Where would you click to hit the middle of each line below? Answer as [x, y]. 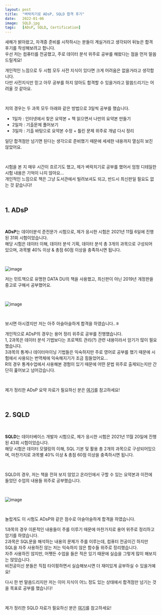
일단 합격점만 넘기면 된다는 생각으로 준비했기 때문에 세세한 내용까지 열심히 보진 [79, 141]
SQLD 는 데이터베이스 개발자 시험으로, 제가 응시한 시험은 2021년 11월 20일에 [76, 437]
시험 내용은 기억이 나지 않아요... [34, 173]
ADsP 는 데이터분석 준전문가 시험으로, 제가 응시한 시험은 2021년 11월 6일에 [75, 231]
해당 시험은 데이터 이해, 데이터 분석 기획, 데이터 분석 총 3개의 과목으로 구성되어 [79, 243]
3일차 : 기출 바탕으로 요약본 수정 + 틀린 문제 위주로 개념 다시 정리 [73, 131]
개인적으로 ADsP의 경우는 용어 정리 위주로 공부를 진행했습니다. [64, 334]
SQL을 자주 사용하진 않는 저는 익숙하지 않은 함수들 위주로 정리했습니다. [72, 547]
